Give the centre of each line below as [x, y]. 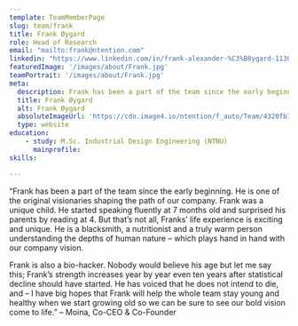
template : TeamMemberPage [57, 17]
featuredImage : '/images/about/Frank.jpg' [89, 68]
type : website [43, 125]
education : [29, 133]
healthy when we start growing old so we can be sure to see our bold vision [148, 302]
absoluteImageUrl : [51, 116]
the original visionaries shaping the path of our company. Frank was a [137, 200]
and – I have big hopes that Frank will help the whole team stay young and [144, 293]
